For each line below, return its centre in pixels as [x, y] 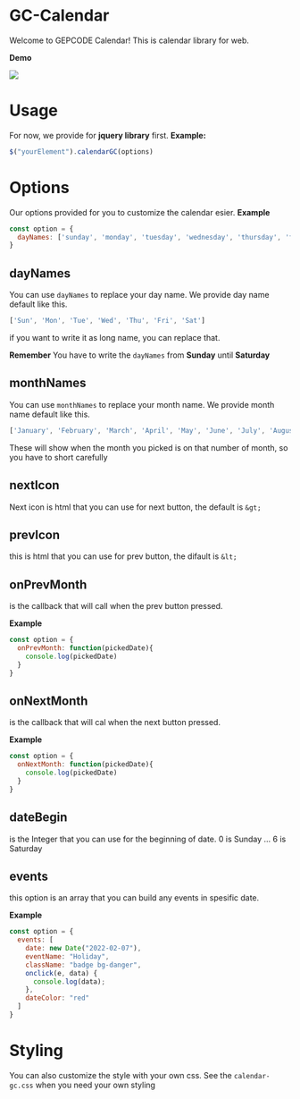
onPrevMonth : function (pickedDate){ [85, 648]
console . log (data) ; [69, 981]
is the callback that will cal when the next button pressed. [115, 723]
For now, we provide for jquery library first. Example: [108, 135]
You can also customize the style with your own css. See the [121, 1075]
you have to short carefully [59, 457]
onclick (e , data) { [62, 973]
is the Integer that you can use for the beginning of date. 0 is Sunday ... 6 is [148, 839]
